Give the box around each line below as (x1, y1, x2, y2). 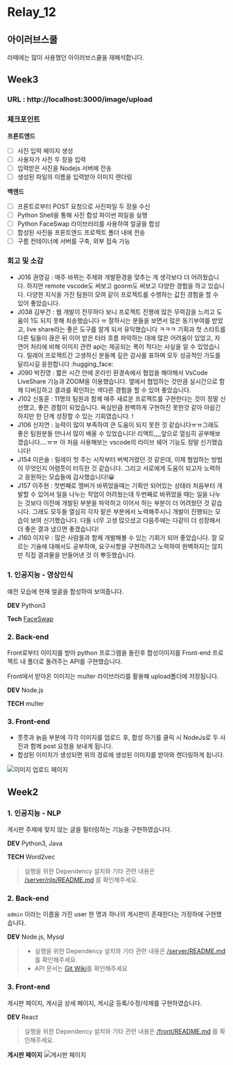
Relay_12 (7, 4, 57, 20)
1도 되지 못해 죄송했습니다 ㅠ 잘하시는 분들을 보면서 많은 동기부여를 (30, 317, 211, 325)
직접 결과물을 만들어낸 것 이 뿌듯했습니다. (24, 551, 137, 559)
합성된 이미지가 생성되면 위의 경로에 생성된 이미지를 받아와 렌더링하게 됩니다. (17, 751, 225, 759)
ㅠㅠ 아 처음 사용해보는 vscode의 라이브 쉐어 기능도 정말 (46, 438, 199, 447)
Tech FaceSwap (7, 614, 54, 622)
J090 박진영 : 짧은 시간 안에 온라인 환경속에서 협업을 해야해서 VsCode (17, 369, 208, 377)
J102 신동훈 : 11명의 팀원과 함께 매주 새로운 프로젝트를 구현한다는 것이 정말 (17, 395, 219, 403)
